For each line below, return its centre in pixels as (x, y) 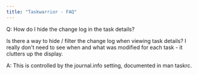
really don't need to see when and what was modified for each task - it (94, 47)
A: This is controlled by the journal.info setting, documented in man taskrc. (99, 65)
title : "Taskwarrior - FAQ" (42, 12)
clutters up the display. (35, 54)
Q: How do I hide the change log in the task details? (71, 29)
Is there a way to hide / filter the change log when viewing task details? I (96, 41)
